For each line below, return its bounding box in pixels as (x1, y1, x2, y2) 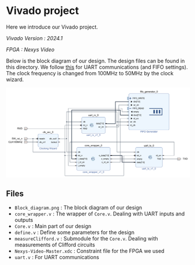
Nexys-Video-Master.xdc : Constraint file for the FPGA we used (14, 247, 165, 254)
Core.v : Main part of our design (14, 223, 92, 230)
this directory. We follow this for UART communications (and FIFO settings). (6, 63, 188, 71)
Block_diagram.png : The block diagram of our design (14, 204, 142, 211)
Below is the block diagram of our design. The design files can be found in (6, 57, 185, 64)
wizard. (6, 76, 25, 83)
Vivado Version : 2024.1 (6, 34, 63, 41)
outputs (14, 217, 33, 224)
